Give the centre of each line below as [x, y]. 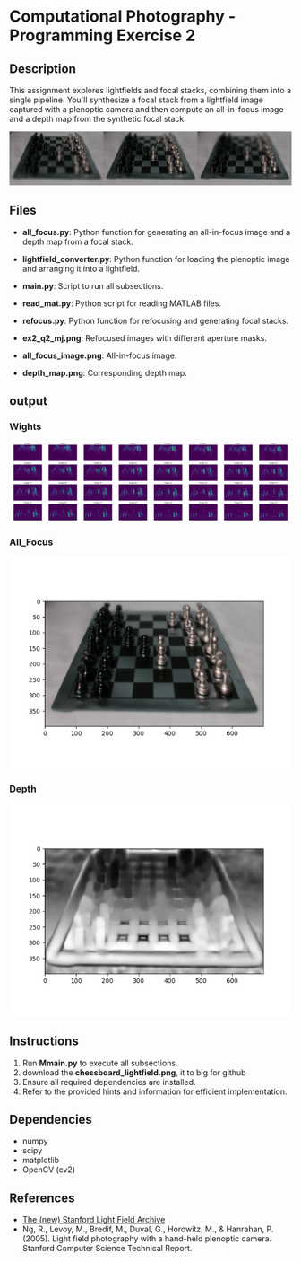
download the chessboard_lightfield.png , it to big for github [134, 1072]
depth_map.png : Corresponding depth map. [105, 372]
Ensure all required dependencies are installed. [109, 1082]
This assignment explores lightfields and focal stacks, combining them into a [150, 90]
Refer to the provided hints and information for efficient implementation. [155, 1091]
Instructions [44, 1042]
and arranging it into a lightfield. [81, 268]
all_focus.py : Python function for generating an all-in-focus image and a [156, 232]
